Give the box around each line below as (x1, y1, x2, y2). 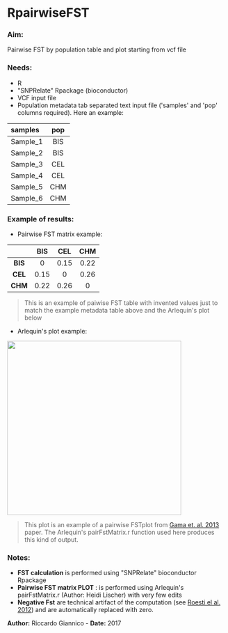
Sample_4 (10, 171, 43, 180)
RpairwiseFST (7, 5, 90, 21)
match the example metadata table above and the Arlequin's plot (24, 306, 210, 315)
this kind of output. (24, 536, 79, 544)
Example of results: (7, 214, 74, 224)
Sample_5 (10, 182, 43, 192)
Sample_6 (10, 193, 43, 203)
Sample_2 (10, 148, 43, 157)
